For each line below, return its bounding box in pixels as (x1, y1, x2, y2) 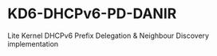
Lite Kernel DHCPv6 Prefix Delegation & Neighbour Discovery (7, 31, 209, 40)
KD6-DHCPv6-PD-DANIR (7, 5, 177, 23)
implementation (7, 39, 59, 48)
